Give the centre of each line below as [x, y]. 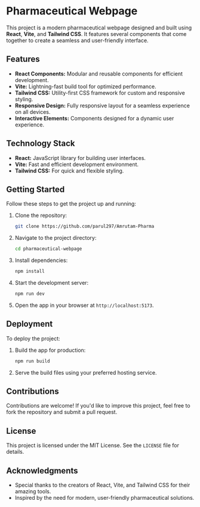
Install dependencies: [41, 260]
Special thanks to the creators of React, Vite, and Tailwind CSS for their [102, 485]
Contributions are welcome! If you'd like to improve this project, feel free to [98, 406]
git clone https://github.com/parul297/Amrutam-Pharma [84, 227]
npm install [30, 271]
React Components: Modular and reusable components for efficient [99, 74]
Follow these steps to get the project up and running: [71, 204]
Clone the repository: [41, 215]
